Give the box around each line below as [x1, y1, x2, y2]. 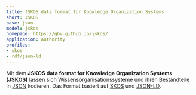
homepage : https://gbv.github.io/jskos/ [6, 31, 109, 37]
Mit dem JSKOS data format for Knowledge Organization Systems [6, 69, 173, 76]
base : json [6, 20, 33, 26]
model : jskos [6, 25, 39, 32]
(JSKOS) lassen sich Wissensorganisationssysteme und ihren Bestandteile [6, 76, 190, 83]
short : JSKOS [6, 14, 39, 20]
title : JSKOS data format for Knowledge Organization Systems [6, 8, 164, 15]
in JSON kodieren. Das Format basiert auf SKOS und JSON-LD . [6, 82, 161, 90]
